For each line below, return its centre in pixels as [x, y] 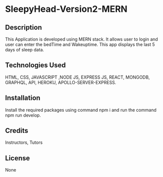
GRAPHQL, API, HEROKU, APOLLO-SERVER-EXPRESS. [61, 82]
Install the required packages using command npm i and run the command [81, 110]
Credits [17, 131]
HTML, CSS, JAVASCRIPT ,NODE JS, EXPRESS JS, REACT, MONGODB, [78, 77]
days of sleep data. [25, 50]
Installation [23, 98]
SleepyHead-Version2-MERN [66, 9]
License [18, 158]
